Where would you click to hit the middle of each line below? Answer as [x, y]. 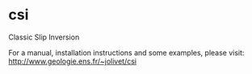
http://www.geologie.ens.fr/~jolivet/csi [73, 61]
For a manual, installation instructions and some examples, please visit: [126, 52]
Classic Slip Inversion [44, 37]
